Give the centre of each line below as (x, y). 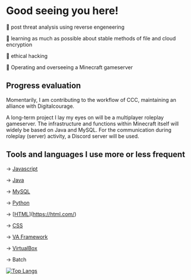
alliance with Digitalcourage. (40, 106)
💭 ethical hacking (27, 56)
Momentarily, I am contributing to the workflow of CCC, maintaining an (91, 100)
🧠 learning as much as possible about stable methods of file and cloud (91, 38)
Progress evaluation (43, 86)
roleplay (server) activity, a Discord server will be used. (73, 136)
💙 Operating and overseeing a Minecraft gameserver (69, 67)
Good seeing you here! (62, 11)
